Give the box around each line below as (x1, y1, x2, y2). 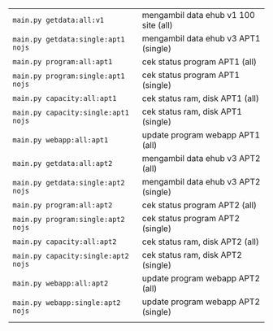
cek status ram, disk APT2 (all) (141, 236, 260, 247)
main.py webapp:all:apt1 (12, 136, 109, 145)
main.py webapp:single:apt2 (12, 298, 121, 307)
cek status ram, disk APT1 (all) (141, 93, 260, 104)
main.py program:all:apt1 (12, 57, 113, 66)
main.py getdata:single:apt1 (12, 35, 125, 44)
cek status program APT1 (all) (141, 56, 258, 68)
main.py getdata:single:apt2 (12, 178, 125, 187)
